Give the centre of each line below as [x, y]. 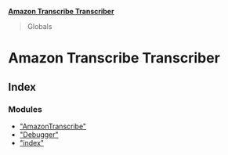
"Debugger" [39, 134]
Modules [25, 109]
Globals [40, 26]
